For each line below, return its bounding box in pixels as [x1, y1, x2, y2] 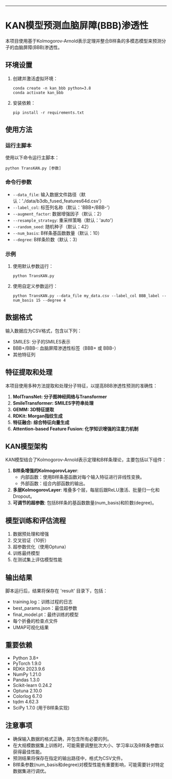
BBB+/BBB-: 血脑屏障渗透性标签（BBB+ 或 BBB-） [12, 345, 119, 351]
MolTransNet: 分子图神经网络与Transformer [12, 393, 107, 400]
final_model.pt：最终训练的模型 [12, 611, 79, 618]
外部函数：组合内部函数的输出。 [20, 480, 88, 486]
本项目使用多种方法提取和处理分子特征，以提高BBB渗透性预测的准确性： [5, 383, 158, 389]
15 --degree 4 [35, 298, 66, 303]
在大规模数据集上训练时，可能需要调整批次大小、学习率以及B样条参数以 [12, 742, 164, 748]
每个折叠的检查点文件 [12, 618, 58, 624]
